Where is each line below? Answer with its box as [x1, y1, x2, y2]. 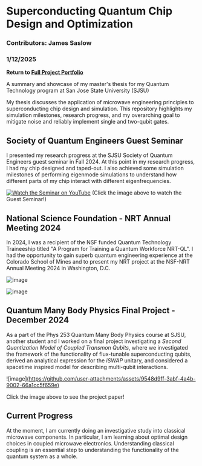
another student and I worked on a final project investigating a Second [6, 338, 181, 345]
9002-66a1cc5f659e [6, 381, 57, 388]
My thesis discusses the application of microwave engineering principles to [6, 99, 194, 106]
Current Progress [6, 411, 73, 421]
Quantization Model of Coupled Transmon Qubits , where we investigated [6, 344, 189, 351]
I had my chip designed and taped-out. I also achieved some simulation [6, 165, 184, 172]
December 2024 [6, 315, 70, 325]
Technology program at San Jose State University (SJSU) [6, 87, 149, 95]
